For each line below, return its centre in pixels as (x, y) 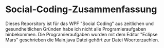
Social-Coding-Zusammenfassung (81, 9)
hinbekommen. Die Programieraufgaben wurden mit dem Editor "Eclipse (81, 34)
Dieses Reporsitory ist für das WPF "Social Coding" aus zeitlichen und (80, 23)
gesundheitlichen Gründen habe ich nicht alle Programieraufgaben (76, 29)
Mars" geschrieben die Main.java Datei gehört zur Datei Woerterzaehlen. (82, 40)
